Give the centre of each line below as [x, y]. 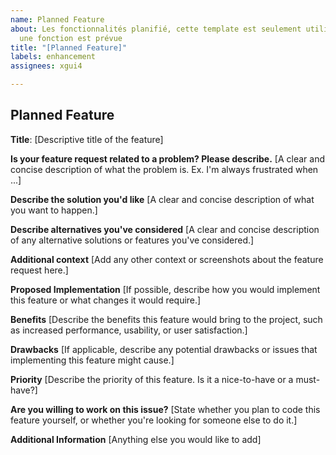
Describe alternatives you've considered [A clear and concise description [165, 229]
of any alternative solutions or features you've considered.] [132, 240]
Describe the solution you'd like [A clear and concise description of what [162, 199]
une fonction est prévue [71, 38]
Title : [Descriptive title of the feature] [87, 139]
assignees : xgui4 [46, 66]
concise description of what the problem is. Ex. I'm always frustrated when [164, 169]
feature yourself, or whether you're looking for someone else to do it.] [154, 420]
